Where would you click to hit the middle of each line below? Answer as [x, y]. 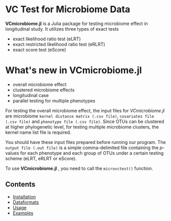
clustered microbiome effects [44, 90]
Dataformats [26, 202]
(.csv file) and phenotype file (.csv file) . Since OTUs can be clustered [85, 121]
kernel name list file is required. [38, 132]
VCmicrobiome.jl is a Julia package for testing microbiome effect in [77, 23]
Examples [23, 213]
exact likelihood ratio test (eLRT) [47, 39]
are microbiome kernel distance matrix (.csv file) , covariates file [80, 116]
